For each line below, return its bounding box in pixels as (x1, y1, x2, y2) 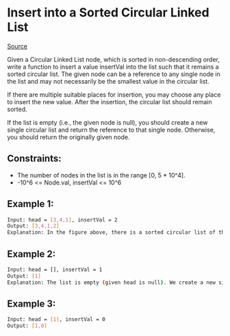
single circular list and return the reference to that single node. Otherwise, (7, 125, 216, 134)
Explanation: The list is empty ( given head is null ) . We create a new (7, 279, 216, 286)
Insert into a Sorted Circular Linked (7, 5, 210, 21)
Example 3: (7, 298, 56, 310)
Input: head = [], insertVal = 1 (7, 266, 103, 273)
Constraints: (7, 153, 62, 165)
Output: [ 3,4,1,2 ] (7, 223, 60, 230)
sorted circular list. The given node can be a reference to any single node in (7, 70, 220, 78)
